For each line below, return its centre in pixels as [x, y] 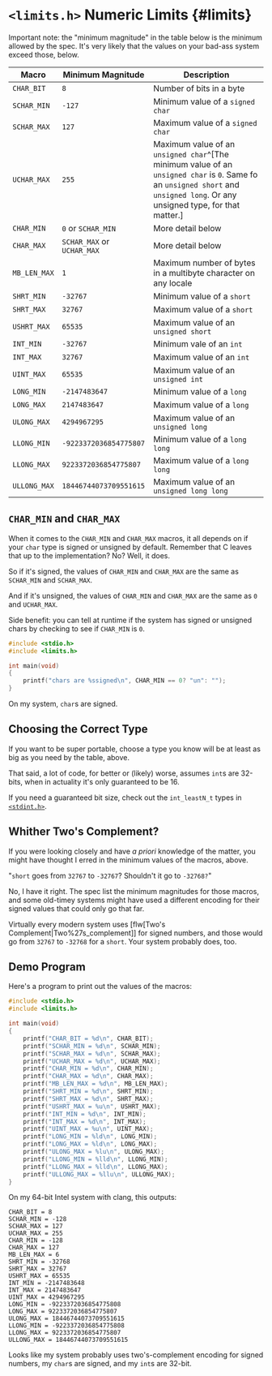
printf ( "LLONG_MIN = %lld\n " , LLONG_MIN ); [96, 1159]
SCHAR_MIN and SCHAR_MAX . [51, 580]
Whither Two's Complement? [84, 832]
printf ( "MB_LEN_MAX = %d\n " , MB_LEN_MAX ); [96, 1084]
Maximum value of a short [203, 309]
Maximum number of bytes [204, 263]
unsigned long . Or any [195, 195]
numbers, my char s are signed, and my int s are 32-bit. [100, 1364]
